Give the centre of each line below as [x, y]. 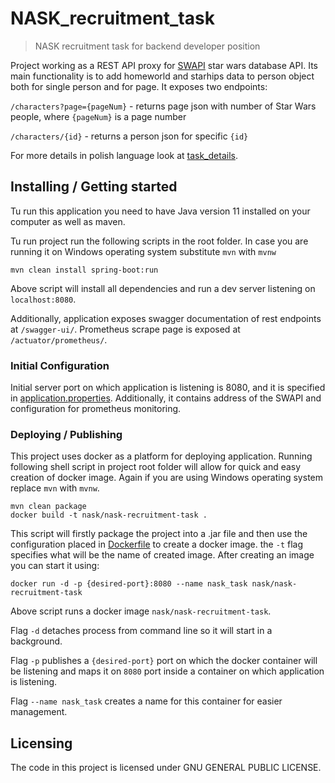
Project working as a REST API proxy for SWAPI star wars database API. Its [164, 65]
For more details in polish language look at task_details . [124, 155]
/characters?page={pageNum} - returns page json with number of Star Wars [163, 106]
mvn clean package [48, 507]
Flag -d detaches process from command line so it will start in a [141, 631]
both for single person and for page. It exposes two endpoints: [139, 86]
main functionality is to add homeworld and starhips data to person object [162, 76]
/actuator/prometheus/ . [59, 339]
